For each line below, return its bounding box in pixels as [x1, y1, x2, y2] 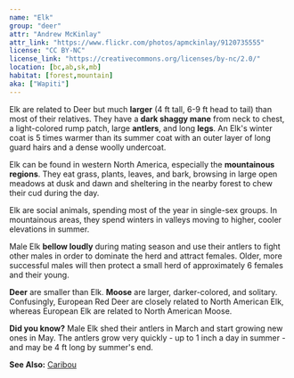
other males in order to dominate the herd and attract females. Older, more [9, 251, 282, 261]
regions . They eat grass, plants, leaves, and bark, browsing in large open [9, 168, 278, 179]
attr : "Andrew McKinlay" [9, 29, 102, 38]
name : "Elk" [9, 12, 53, 22]
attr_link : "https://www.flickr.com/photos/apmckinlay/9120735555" [9, 37, 265, 47]
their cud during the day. [9, 187, 100, 198]
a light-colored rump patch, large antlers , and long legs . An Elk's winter [9, 122, 274, 134]
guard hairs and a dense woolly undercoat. [9, 142, 167, 152]
